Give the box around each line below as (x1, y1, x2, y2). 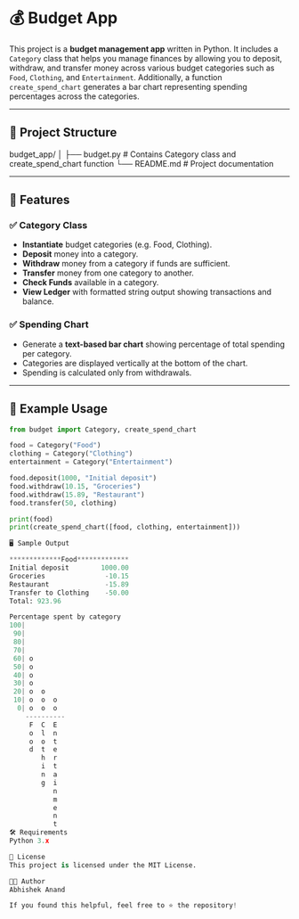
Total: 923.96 (9, 596, 62, 605)
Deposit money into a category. (21, 249, 139, 259)
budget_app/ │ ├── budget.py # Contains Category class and (9, 149, 237, 160)
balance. (21, 296, 55, 307)
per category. (21, 348, 73, 358)
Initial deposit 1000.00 (9, 563, 129, 572)
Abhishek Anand (9, 885, 66, 894)
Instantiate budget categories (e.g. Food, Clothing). (21, 239, 213, 250)
